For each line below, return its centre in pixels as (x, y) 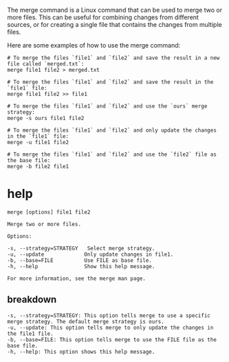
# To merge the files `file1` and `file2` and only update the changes (112, 130)
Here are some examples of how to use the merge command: (94, 45)
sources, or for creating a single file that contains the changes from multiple (115, 24)
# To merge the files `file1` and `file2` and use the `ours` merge (107, 106)
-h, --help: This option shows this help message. (81, 352)
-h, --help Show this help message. (81, 266)
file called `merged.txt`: (46, 64)
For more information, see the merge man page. (77, 279)
